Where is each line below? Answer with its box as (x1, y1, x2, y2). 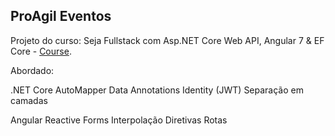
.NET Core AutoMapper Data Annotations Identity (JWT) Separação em (10, 84, 304, 96)
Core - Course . (10, 45, 72, 57)
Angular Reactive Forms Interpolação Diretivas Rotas (10, 114, 228, 126)
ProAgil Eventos (10, 8, 112, 25)
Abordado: (10, 64, 55, 76)
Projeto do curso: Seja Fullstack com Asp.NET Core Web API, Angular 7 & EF (10, 34, 325, 46)
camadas (10, 94, 48, 106)
